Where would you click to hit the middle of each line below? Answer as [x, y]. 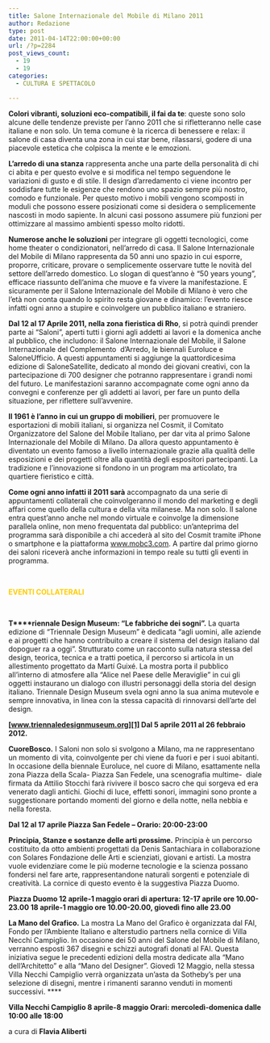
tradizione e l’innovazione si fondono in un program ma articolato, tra [123, 467]
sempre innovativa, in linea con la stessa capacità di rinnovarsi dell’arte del [132, 700]
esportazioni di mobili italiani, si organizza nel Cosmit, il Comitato [116, 425]
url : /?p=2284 [32, 46]
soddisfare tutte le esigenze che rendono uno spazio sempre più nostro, [128, 189]
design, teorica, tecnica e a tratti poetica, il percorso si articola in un [121, 657]
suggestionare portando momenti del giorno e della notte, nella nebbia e [128, 800]
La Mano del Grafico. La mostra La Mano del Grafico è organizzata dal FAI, [133, 923]
